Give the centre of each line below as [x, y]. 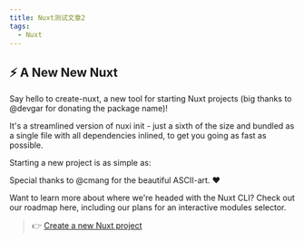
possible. [26, 145]
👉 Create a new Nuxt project [87, 226]
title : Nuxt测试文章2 [48, 18]
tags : [20, 26]
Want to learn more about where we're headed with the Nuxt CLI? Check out [152, 198]
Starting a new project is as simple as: [80, 163]
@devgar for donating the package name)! [88, 109]
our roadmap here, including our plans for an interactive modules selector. [148, 207]
